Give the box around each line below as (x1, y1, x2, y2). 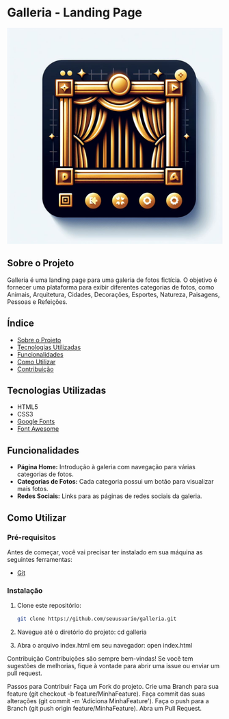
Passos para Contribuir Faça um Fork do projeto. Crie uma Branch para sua (7, 683, 219, 691)
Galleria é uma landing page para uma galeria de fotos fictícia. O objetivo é (7, 276, 217, 284)
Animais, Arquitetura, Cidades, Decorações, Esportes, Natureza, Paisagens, (7, 290, 220, 298)
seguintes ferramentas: (7, 555, 73, 563)
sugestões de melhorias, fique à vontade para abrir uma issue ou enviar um (7, 662, 220, 670)
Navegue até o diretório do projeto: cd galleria (16, 628, 147, 636)
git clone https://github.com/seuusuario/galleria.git (16, 615, 177, 622)
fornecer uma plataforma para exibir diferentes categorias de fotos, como (7, 283, 215, 291)
